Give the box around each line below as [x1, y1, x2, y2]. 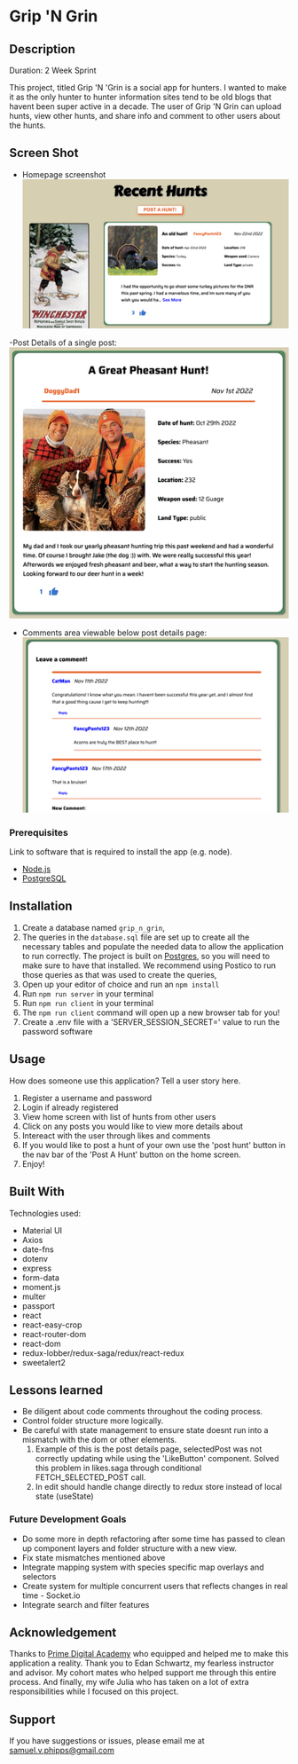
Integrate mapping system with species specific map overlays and [21, 1562, 264, 1572]
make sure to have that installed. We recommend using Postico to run [21, 960, 277, 971]
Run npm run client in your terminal [21, 997, 153, 1008]
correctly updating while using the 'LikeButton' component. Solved [35, 1453, 279, 1464]
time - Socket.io [21, 1590, 81, 1601]
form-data [21, 1272, 60, 1283]
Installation [9, 899, 73, 914]
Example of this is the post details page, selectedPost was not [35, 1444, 263, 1454]
